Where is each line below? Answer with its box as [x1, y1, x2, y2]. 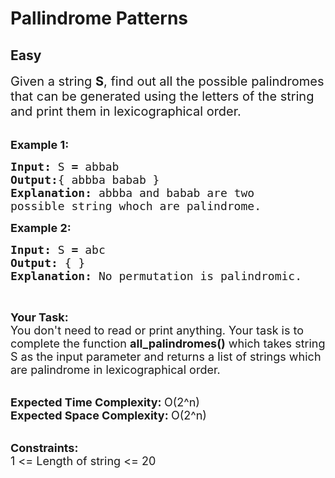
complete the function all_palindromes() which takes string [10, 337, 326, 351]
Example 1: [10, 138, 70, 152]
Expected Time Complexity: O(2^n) [10, 395, 200, 409]
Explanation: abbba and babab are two [10, 186, 255, 200]
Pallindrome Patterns [10, 7, 189, 30]
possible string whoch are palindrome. [10, 199, 262, 213]
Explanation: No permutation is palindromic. [10, 269, 302, 283]
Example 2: [10, 221, 72, 235]
